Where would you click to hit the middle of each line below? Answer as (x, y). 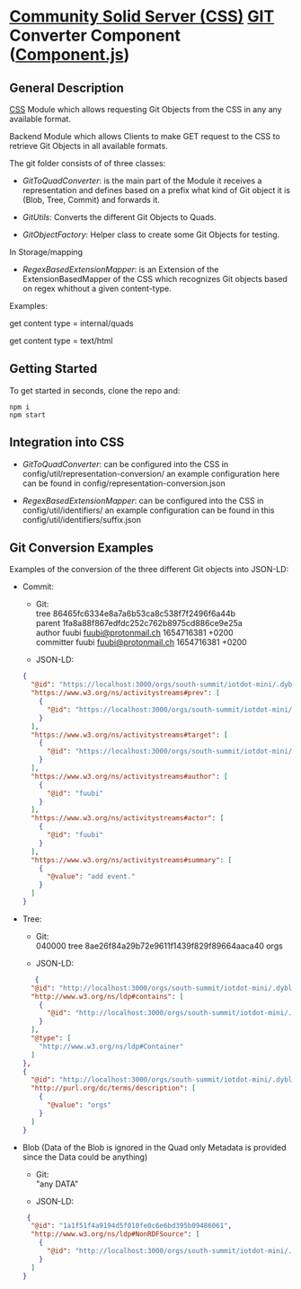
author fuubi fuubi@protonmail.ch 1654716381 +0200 (134, 633)
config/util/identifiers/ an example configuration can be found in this (148, 510)
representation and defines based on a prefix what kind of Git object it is (156, 190)
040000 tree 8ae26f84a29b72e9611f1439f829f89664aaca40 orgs (159, 946)
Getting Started (53, 369)
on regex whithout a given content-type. (97, 288)
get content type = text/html (62, 340)
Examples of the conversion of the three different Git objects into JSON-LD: (149, 569)
